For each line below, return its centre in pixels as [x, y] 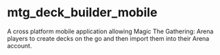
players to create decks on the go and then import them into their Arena [108, 38]
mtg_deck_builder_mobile [82, 13]
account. [20, 45]
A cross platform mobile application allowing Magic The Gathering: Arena [110, 31]
